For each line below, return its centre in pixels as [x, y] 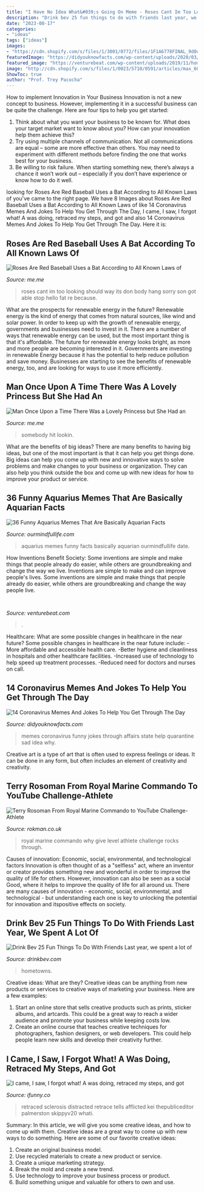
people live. [21, 590]
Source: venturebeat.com [38, 613]
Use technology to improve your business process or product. [93, 1176]
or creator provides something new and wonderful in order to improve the [98, 872]
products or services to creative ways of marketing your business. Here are [101, 989]
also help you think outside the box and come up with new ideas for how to [100, 472]
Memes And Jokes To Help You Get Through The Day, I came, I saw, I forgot [101, 211]
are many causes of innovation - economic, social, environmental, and [94, 891]
